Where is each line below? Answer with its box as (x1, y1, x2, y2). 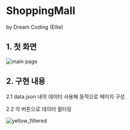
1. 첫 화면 (6, 42, 37, 52)
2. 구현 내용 (6, 76, 46, 86)
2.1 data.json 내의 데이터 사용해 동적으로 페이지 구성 (6, 93, 125, 100)
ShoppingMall (6, 4, 76, 18)
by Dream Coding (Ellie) (6, 23, 63, 30)
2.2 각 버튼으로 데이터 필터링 (6, 105, 72, 112)
